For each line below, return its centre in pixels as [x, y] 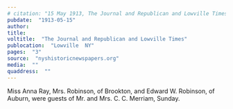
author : [18, 26]
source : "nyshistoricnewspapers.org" [63, 59]
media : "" [23, 65]
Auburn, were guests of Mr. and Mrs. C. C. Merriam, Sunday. [94, 98]
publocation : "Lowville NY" [51, 46]
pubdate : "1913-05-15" [42, 20]
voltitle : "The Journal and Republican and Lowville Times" [97, 39]
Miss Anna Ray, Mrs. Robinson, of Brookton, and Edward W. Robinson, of [111, 91]
